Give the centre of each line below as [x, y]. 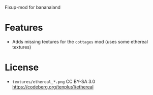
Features [24, 28]
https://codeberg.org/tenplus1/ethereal [53, 87]
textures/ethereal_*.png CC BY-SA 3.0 [54, 81]
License [22, 67]
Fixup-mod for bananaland [33, 7]
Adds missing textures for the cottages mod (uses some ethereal [80, 41]
